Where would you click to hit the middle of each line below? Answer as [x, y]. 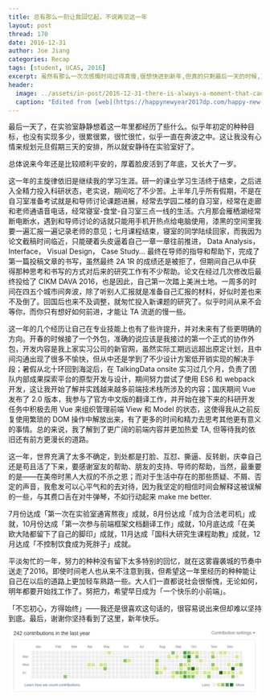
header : [21, 84]
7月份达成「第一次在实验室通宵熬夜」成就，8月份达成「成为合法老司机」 [129, 514]
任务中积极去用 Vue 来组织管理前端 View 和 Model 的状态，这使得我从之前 [131, 410]
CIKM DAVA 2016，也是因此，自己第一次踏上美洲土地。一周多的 [144, 282]
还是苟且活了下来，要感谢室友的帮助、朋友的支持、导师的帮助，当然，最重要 [135, 467]
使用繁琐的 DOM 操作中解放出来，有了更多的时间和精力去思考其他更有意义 [138, 419]
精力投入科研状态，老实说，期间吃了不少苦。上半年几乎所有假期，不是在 [142, 191]
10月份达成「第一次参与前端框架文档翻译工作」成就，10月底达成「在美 [139, 524]
